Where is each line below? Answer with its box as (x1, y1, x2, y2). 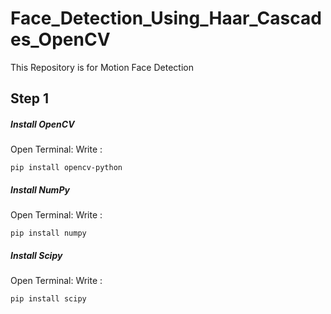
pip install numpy (10, 228, 87, 239)
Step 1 (10, 90, 50, 107)
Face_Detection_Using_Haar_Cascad (10, 7, 322, 30)
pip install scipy (10, 294, 87, 304)
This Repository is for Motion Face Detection (10, 61, 194, 73)
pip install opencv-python (10, 163, 123, 173)
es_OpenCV (10, 28, 111, 51)
